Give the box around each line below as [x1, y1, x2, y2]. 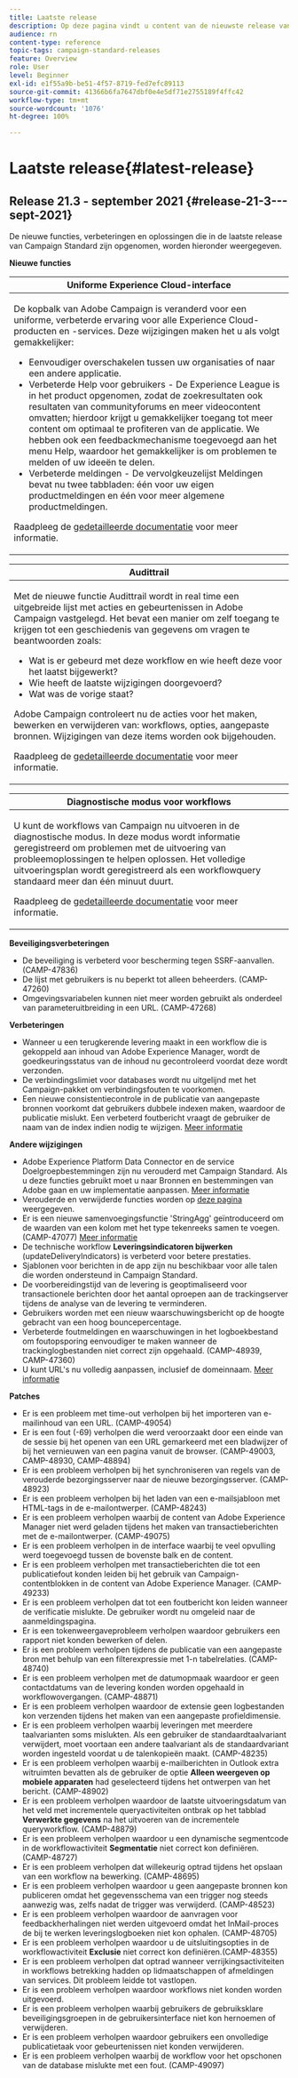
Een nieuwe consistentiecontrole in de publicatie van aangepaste [21, 1094, 260, 1104]
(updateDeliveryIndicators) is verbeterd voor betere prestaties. [21, 1251, 251, 1262]
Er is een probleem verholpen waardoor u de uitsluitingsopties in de [21, 1938, 270, 1948]
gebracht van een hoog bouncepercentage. [21, 1317, 182, 1328]
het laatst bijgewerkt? [28, 666, 118, 678]
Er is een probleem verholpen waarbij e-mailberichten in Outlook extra [21, 1758, 279, 1769]
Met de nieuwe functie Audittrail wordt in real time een [13, 590, 239, 603]
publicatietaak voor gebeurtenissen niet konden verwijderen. [21, 2042, 245, 2052]
